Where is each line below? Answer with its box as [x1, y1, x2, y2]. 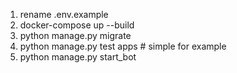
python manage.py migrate [19, 30, 132, 41]
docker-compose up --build [19, 19, 135, 31]
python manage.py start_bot [19, 51, 137, 63]
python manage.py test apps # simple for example [19, 40, 227, 52]
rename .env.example [19, 9, 109, 20]
